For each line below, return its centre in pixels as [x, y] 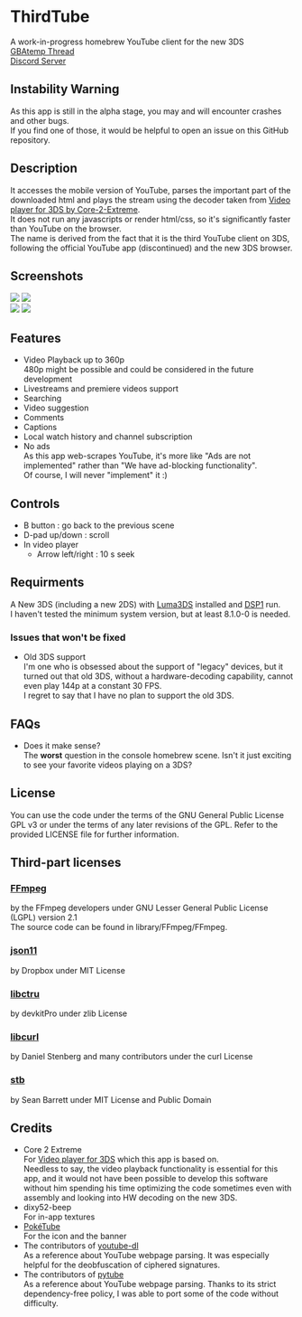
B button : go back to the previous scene [99, 525]
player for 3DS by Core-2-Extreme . [75, 209]
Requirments [47, 583]
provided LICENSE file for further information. [95, 834]
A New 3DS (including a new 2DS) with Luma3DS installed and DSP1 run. [146, 604]
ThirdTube [50, 17]
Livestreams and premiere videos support [101, 389]
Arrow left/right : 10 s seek [86, 554]
